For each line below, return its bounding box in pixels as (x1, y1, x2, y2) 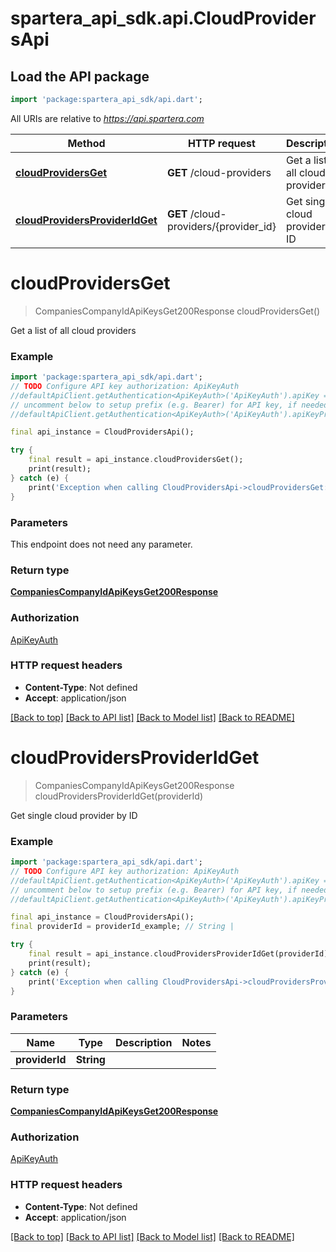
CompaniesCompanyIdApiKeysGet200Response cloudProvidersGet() (34, 305, 321, 317)
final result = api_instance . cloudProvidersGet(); (28, 455, 244, 465)
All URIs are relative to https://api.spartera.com (10, 112, 205, 124)
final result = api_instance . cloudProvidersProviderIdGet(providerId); (28, 949, 333, 959)
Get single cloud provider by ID (10, 809, 138, 821)
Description (114, 1035, 173, 1049)
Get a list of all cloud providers (10, 324, 137, 336)
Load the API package (10, 68, 150, 85)
